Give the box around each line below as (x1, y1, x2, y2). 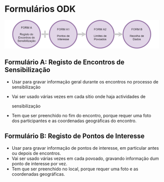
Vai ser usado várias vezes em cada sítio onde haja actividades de (11, 93, 146, 99)
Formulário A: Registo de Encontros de (4, 58, 125, 67)
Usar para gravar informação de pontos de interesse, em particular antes (11, 145, 159, 151)
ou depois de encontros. (11, 150, 62, 156)
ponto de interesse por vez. (11, 160, 68, 166)
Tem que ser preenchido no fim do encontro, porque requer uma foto (11, 112, 151, 118)
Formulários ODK (4, 3, 76, 15)
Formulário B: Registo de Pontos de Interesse (4, 132, 145, 140)
